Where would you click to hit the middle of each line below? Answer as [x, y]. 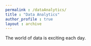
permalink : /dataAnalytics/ [36, 10]
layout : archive [24, 24]
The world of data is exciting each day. [45, 38]
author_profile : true [29, 19]
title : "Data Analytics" [32, 14]
